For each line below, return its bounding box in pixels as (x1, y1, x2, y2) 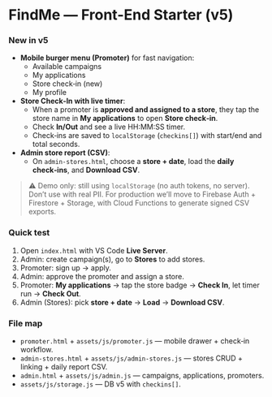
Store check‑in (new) (32, 79, 103, 88)
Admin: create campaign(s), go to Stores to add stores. (19, 254, 205, 264)
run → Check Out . (19, 288, 81, 298)
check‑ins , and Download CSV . (32, 165, 140, 175)
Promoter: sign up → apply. (19, 262, 112, 273)
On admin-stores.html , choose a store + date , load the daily (32, 157, 235, 166)
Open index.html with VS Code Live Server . (19, 245, 168, 255)
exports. (28, 207, 57, 217)
